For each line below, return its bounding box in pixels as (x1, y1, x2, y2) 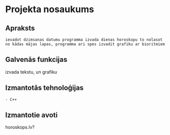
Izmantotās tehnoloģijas (5, 84, 84, 92)
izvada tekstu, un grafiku (5, 69, 58, 75)
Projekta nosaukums (5, 4, 94, 15)
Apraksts (5, 24, 35, 32)
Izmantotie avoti (5, 111, 58, 120)
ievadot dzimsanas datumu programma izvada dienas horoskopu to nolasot (5, 37, 163, 42)
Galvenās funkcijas (5, 55, 68, 64)
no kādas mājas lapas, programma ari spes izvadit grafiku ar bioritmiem (5, 42, 165, 47)
